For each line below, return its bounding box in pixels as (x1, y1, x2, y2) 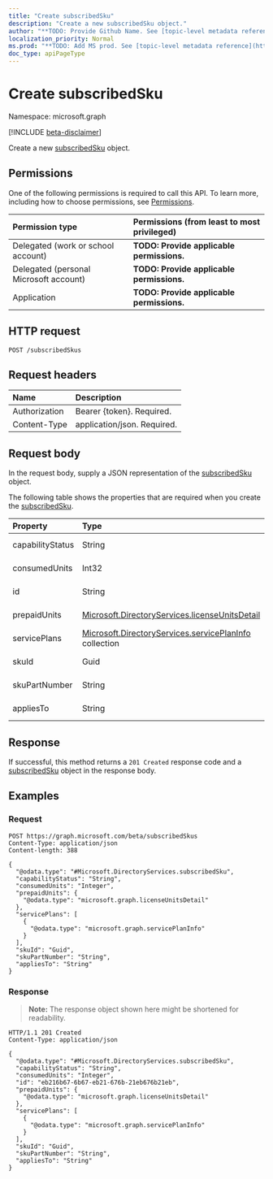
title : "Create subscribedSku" (8, 11, 115, 20)
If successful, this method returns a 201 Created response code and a (8, 757, 242, 766)
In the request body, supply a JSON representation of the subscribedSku (8, 468, 252, 478)
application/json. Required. (75, 419, 177, 431)
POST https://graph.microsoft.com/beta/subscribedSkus (8, 832, 198, 840)
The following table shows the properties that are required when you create (8, 492, 262, 502)
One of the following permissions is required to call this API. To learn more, (8, 188, 259, 197)
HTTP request (8, 324, 81, 338)
